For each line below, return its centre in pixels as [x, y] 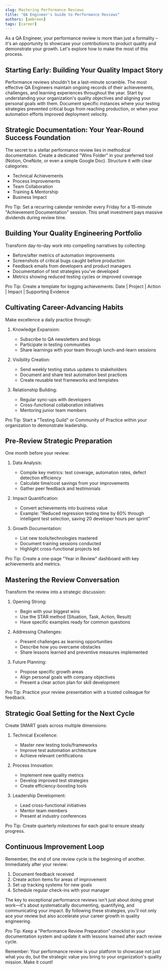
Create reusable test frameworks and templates [69, 380]
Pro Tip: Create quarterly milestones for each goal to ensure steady [75, 826]
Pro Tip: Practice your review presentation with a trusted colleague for [78, 692]
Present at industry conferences [53, 816]
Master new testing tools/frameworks [59, 745]
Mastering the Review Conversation [62, 580]
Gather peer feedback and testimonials [60, 489]
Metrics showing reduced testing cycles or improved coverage [77, 277]
